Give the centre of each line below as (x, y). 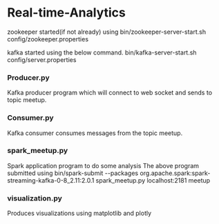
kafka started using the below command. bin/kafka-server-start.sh (102, 52)
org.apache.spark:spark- (175, 173)
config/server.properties (42, 59)
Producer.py (28, 77)
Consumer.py (30, 118)
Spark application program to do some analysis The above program (103, 165)
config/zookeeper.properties (48, 39)
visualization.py (35, 198)
